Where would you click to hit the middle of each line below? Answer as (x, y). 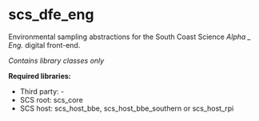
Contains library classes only (56, 60)
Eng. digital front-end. (44, 45)
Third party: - (42, 91)
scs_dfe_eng (51, 15)
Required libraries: (40, 76)
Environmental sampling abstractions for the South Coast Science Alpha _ (130, 37)
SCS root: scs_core (52, 100)
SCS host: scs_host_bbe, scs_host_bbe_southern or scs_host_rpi (127, 108)
